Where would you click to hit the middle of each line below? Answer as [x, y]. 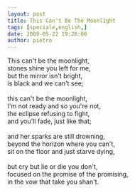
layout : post [27, 14]
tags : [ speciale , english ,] [47, 27]
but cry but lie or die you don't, [53, 167]
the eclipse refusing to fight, [49, 114]
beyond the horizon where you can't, [61, 144]
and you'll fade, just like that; [49, 121]
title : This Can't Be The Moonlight [61, 21]
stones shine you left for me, [49, 68]
